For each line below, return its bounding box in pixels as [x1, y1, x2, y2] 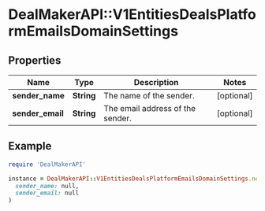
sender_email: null [15, 189, 80, 198]
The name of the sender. [103, 91, 195, 101]
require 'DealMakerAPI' [8, 160, 87, 168]
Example [8, 139, 52, 153]
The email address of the [103, 103, 196, 113]
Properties [8, 54, 62, 67]
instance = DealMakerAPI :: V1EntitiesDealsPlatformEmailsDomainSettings [8, 175, 248, 183]
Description [133, 77, 179, 87]
